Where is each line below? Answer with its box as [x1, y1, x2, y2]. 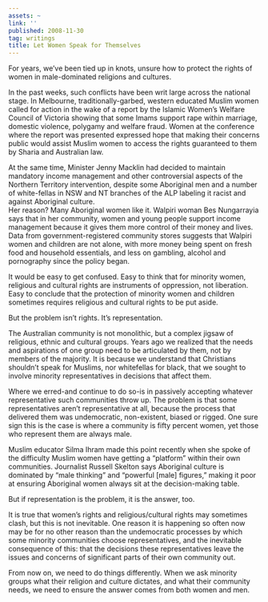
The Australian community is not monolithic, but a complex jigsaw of [8, 329, 234, 338]
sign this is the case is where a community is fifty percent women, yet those [8, 421, 259, 430]
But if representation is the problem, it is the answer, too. [8, 495, 195, 504]
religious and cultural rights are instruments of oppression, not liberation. [8, 281, 249, 290]
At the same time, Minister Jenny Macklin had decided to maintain [8, 163, 226, 172]
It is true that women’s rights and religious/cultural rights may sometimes [8, 510, 248, 519]
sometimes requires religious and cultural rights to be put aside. [8, 297, 218, 307]
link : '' [8, 19, 38, 27]
